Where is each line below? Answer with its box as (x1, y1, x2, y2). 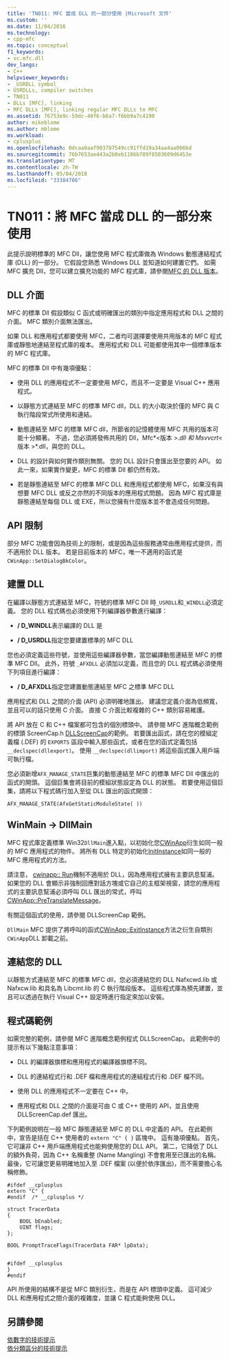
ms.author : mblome (7, 125, 60, 132)
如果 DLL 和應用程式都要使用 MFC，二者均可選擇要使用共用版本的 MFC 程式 (7, 332, 222, 340)
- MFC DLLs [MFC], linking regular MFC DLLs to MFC (7, 106, 158, 113)
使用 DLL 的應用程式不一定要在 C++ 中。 (16, 1087, 133, 1096)
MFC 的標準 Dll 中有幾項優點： (7, 364, 93, 372)
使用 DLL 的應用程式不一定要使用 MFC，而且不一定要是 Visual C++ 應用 (16, 378, 220, 387)
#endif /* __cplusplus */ (7, 1194, 84, 1201)
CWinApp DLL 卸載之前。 (7, 934, 72, 942)
